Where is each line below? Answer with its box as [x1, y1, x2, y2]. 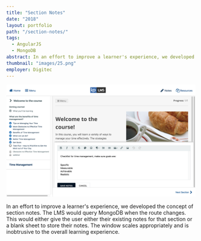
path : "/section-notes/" [6, 29, 68, 35]
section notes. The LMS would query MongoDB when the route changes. [6, 209, 187, 216]
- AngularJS [11, 41, 42, 47]
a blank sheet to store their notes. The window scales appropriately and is [6, 222, 189, 229]
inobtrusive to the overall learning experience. [6, 228, 120, 236]
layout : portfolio [6, 22, 52, 28]
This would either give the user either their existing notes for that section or [6, 216, 193, 223]
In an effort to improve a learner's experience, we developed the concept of [6, 203, 194, 210]
